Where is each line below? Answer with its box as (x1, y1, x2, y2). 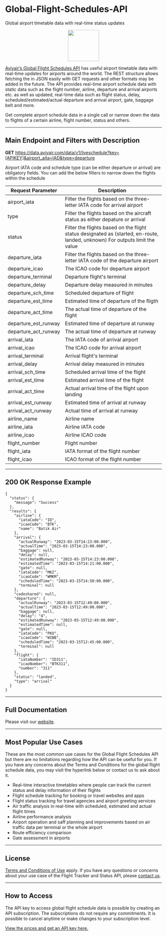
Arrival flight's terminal (65, 352, 118, 359)
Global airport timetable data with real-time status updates (5, 20, 125, 26)
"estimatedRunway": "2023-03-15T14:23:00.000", (18, 557, 119, 562)
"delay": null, (18, 552, 50, 557)
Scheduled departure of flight (65, 289, 134, 296)
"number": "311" (18, 665, 52, 671)
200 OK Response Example (5, 478, 91, 486)
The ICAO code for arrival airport (65, 344, 142, 351)
